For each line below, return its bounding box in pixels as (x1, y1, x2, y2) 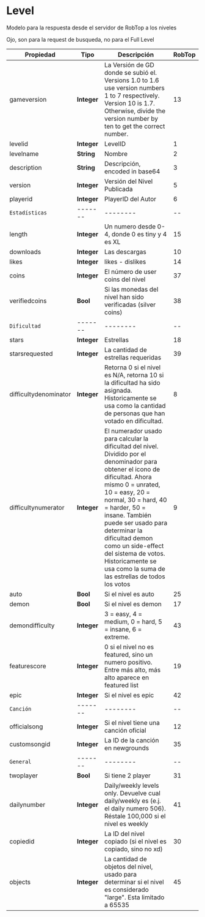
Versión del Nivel (104, 177, 153, 186)
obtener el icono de (104, 465, 160, 474)
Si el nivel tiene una (104, 718, 160, 726)
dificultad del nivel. (104, 442, 159, 450)
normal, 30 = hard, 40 (104, 496, 167, 504)
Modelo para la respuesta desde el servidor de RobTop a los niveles (6, 24, 177, 31)
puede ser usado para (104, 518, 168, 527)
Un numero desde (104, 222, 156, 230)
